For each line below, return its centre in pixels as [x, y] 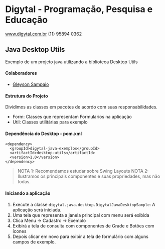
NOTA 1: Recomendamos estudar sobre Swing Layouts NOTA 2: [83, 171]
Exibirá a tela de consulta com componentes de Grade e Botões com [83, 226]
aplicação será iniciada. [37, 210]
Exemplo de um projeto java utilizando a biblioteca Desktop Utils [71, 62]
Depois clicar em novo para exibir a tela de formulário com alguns [80, 236]
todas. [24, 182]
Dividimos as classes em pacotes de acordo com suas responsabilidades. [81, 107]
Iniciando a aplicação [28, 193]
